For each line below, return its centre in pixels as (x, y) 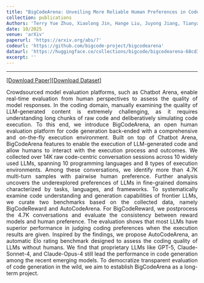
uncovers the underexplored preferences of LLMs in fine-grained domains (102, 183)
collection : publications (39, 18)
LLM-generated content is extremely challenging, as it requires (102, 111)
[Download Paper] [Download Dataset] (54, 80)
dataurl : (17, 52)
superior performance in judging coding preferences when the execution (102, 228)
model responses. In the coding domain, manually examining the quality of (102, 105)
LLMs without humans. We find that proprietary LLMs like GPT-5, (91, 247)
